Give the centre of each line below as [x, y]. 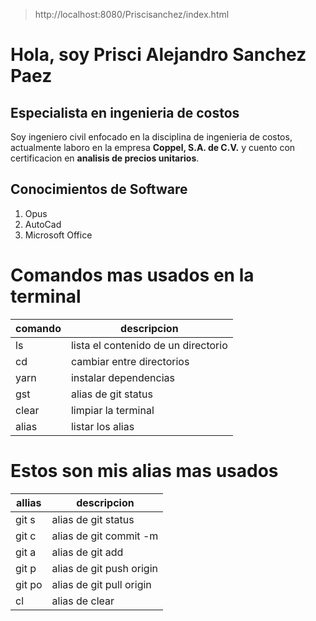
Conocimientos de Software [99, 189]
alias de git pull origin [101, 584]
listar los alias [102, 426]
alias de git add [87, 552]
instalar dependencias [122, 377]
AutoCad [43, 224]
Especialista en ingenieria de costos [125, 112]
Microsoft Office [58, 235]
